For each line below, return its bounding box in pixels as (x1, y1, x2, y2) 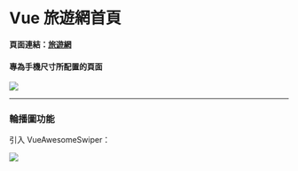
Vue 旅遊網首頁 (9, 8, 122, 28)
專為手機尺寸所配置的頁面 (9, 61, 103, 72)
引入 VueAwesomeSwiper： (9, 135, 111, 145)
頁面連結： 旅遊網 (9, 39, 72, 50)
